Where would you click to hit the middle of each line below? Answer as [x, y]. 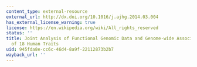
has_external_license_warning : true [51, 22]
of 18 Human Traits [35, 44]
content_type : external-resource [47, 11]
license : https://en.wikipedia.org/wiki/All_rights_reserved [82, 28]
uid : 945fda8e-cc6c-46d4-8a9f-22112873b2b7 [60, 50]
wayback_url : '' [26, 55]
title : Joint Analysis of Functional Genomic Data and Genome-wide [90, 38]
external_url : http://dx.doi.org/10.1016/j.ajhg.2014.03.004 [82, 17]
